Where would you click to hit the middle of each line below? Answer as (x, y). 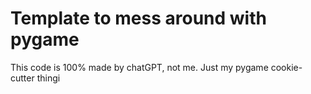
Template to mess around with (138, 18)
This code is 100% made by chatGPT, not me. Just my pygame (139, 67)
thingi (48, 78)
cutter (22, 78)
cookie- (286, 67)
